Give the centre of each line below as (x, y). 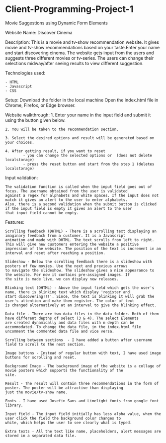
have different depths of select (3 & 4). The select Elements (72, 318)
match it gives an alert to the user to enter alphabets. (66, 200)
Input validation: (22, 177)
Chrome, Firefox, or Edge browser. (41, 105)
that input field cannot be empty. (42, 213)
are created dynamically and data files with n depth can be (70, 322)
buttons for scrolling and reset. (41, 357)
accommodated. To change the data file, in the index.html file (73, 327)
